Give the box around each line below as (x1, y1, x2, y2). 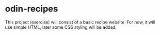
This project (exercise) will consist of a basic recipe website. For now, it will (5, 19, 155, 25)
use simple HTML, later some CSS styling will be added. (5, 24, 117, 30)
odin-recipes (5, 3, 58, 14)
